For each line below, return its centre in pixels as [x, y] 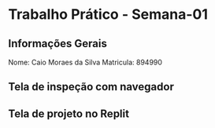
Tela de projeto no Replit [69, 113]
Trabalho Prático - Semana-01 [108, 15]
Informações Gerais [58, 44]
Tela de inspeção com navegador [91, 87]
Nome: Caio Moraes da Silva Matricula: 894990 [85, 62]
